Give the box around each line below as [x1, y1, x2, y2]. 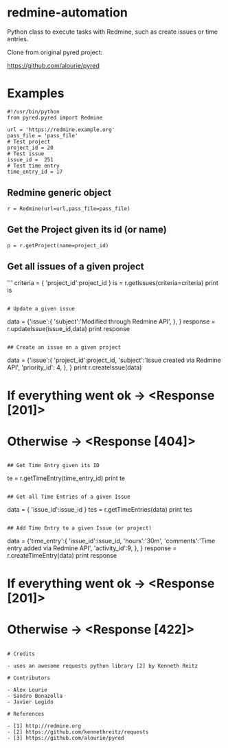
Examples [7, 86, 65, 101]
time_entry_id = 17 [7, 168, 63, 175]
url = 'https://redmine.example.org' [7, 126, 115, 133]
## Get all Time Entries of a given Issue [7, 493, 130, 501]
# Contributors [7, 675, 51, 681]
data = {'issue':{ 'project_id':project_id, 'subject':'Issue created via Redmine [7, 356, 222, 365]
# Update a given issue [7, 306, 76, 313]
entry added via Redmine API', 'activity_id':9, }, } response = [7, 544, 177, 552]
